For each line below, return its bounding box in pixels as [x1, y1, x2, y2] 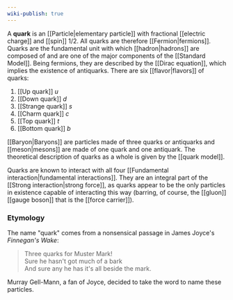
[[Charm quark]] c [17, 109, 70, 118]
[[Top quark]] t [17, 116, 60, 125]
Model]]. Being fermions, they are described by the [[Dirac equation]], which [7, 58, 227, 67]
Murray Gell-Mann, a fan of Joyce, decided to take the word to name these [7, 278, 222, 286]
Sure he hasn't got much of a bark [24, 257, 123, 265]
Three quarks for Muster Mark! [24, 249, 113, 258]
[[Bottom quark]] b [17, 124, 71, 132]
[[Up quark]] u [17, 87, 59, 95]
